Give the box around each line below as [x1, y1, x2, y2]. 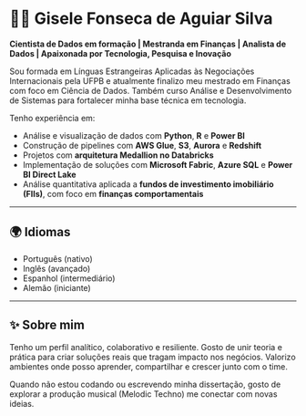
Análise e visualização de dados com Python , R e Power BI [22, 130, 246, 140]
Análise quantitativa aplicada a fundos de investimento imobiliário [22, 178, 275, 190]
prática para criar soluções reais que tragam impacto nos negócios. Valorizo [9, 351, 296, 362]
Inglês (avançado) [22, 263, 91, 274]
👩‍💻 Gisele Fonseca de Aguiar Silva [9, 8, 273, 29]
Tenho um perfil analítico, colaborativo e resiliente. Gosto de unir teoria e [9, 341, 282, 352]
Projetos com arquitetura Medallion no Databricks [22, 150, 214, 161]
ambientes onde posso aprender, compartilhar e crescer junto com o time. [9, 360, 289, 372]
